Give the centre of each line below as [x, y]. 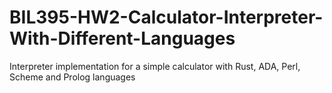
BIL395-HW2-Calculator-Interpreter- [166, 17]
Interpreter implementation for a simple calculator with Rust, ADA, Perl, [155, 66]
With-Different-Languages [122, 38]
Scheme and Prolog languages [72, 77]
